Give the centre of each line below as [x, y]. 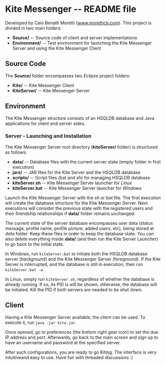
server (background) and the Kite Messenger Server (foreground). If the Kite [83, 259]
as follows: [16, 152]
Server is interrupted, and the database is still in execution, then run [74, 264]
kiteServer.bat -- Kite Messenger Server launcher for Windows [77, 188]
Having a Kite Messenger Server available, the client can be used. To [75, 317]
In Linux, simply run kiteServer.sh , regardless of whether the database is [80, 279]
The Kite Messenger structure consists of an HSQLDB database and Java [80, 118]
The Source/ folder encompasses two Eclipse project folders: [68, 76]
